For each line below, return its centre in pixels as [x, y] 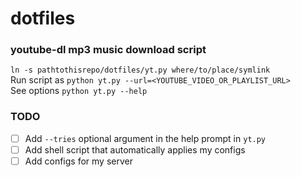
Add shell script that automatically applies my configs [135, 149]
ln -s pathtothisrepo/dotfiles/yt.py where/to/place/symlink [140, 70]
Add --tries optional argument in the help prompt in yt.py [145, 138]
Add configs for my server [78, 161]
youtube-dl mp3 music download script [108, 50]
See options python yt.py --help [79, 91]
